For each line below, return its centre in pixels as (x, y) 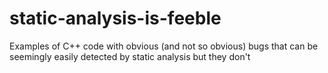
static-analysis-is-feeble (115, 18)
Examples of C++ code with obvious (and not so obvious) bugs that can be (164, 46)
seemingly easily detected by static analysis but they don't (130, 56)
